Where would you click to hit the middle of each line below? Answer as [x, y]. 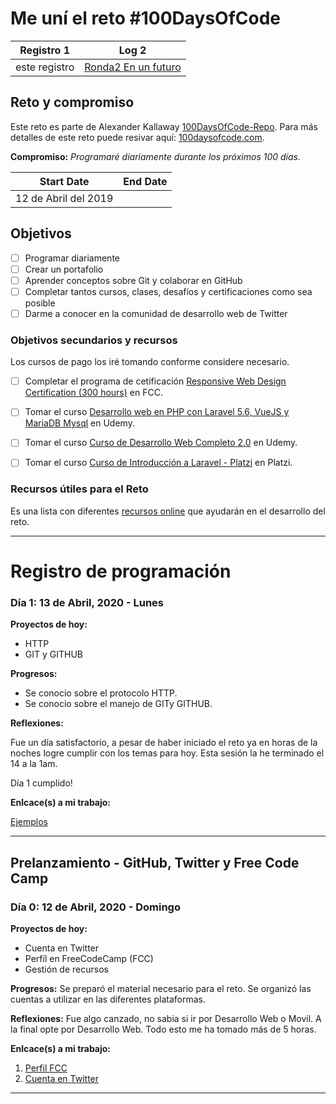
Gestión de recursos [66, 969]
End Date [145, 181]
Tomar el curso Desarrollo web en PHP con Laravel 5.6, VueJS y [157, 412]
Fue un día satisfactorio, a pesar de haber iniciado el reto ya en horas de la [164, 743]
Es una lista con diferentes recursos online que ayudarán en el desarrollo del [168, 511]
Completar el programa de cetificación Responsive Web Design [155, 381]
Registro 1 [44, 50]
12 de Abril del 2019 [64, 198]
